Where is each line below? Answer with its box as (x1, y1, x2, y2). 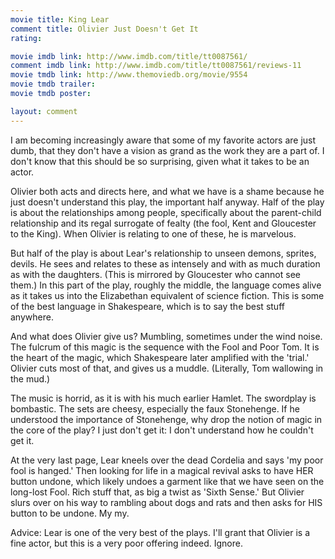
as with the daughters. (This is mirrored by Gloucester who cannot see (10, 268, 301, 280)
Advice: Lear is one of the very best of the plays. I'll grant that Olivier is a (10, 526, 311, 538)
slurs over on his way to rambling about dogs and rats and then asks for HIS (10, 496, 323, 508)
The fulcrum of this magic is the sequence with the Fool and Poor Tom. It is (10, 341, 320, 353)
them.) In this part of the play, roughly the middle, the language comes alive (10, 279, 322, 291)
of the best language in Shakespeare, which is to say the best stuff (10, 300, 285, 312)
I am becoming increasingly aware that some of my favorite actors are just (10, 134, 317, 146)
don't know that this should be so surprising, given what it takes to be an (10, 155, 310, 167)
